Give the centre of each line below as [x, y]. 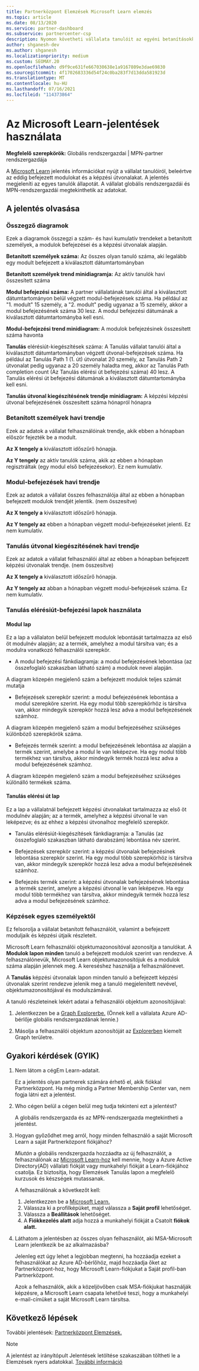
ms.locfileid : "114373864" [39, 95]
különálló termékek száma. [39, 782]
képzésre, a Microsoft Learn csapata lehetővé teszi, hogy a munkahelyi [101, 1293]
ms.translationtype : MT [36, 78]
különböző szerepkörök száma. [44, 734]
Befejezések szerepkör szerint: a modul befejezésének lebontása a [97, 697]
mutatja [15, 686]
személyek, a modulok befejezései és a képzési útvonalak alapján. [87, 245]
